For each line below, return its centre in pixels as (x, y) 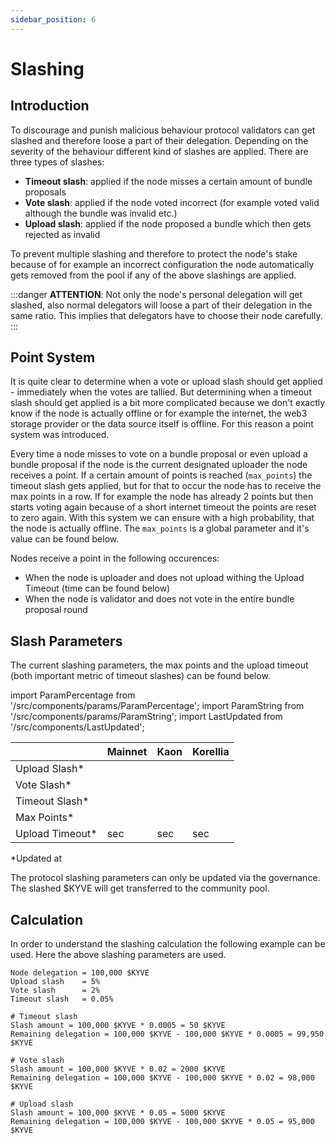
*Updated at (36, 858)
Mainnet (127, 752)
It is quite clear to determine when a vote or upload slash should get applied (166, 382)
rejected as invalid (62, 234)
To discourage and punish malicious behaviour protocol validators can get (163, 130)
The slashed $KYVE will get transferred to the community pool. (140, 888)
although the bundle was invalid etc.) (101, 213)
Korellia (211, 752)
